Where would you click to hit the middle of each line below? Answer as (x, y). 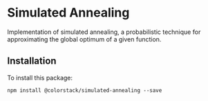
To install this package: (40, 77)
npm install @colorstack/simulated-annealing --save (85, 90)
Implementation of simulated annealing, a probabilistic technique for (104, 32)
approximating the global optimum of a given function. (84, 39)
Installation (32, 61)
